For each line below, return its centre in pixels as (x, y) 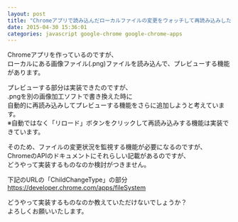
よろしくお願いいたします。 (48, 211)
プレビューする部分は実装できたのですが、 (70, 88)
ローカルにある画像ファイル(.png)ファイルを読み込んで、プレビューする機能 (119, 64)
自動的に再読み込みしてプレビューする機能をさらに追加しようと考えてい (113, 105)
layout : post (27, 14)
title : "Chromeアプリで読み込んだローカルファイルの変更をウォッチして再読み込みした (120, 21)
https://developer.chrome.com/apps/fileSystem (77, 188)
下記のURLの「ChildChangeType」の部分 (67, 180)
